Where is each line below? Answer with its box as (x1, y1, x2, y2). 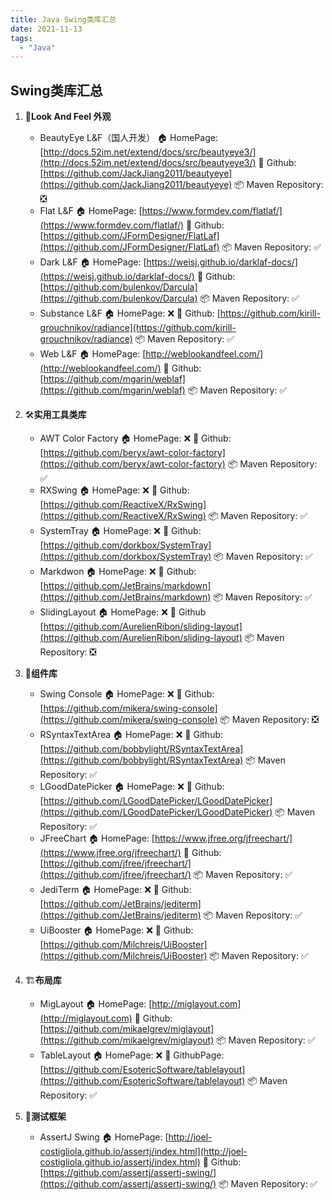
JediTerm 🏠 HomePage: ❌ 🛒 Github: (39, 884, 192, 896)
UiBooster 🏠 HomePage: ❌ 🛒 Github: (39, 924, 194, 936)
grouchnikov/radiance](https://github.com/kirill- (39, 322, 237, 334)
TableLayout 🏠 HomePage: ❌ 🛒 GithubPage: (39, 1049, 225, 1061)
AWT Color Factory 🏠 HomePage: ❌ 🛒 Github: (39, 432, 232, 445)
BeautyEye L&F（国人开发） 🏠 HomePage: (39, 132, 218, 144)
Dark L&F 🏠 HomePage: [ (39, 256, 147, 268)
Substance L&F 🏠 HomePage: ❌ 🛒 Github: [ (39, 307, 221, 320)
